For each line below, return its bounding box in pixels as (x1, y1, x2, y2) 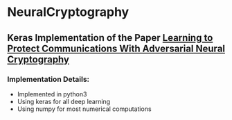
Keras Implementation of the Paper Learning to (7, 32, 213, 44)
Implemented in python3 (17, 89, 87, 98)
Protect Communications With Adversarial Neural (7, 42, 226, 54)
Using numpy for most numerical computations (17, 105, 152, 113)
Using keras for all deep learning (17, 97, 111, 105)
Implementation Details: (7, 74, 90, 84)
